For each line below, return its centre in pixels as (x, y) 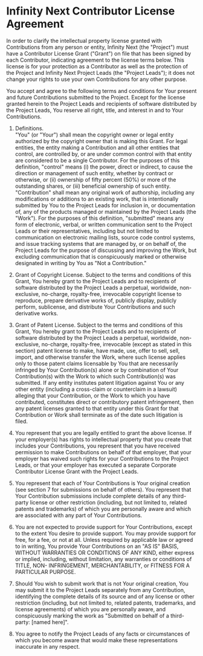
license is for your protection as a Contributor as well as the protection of (97, 66)
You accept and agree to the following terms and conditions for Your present (101, 91)
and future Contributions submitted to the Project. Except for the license (96, 97)
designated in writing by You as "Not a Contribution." (81, 263)
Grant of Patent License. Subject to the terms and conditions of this (99, 325)
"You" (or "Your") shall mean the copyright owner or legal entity (94, 135)
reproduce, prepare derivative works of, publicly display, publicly (96, 300)
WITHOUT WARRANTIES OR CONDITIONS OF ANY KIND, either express (105, 552)
